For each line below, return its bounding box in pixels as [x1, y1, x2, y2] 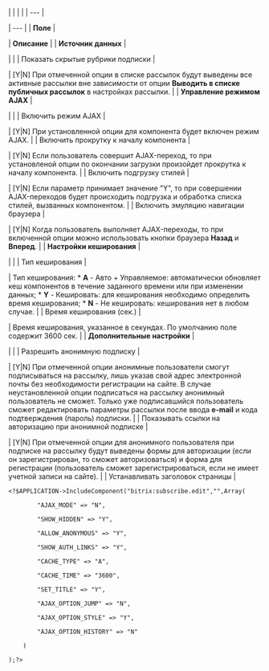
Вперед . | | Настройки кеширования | [8, 242, 141, 251]
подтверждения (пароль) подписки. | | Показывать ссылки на [8, 414, 221, 423]
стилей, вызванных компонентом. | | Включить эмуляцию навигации [8, 201, 245, 210]
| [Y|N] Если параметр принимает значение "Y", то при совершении [8, 183, 243, 193]
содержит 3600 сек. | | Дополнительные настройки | [8, 331, 195, 341]
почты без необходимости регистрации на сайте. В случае [8, 379, 211, 389]
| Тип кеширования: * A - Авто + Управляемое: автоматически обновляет [8, 273, 261, 282]
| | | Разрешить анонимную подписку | [8, 346, 141, 356]
